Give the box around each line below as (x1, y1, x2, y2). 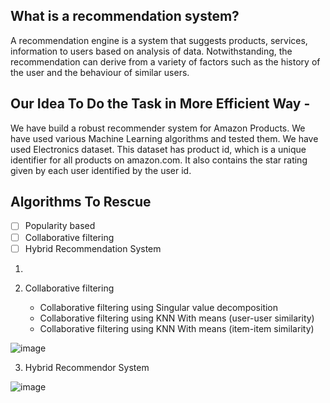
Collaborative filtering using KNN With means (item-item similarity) (39, 322, 315, 334)
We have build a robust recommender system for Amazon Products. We (10, 122, 306, 134)
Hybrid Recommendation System (24, 242, 162, 254)
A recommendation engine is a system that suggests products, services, (10, 34, 308, 46)
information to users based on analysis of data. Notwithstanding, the (10, 45, 293, 57)
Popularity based (24, 220, 96, 232)
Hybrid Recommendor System (24, 361, 150, 373)
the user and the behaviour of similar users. (10, 66, 190, 78)
